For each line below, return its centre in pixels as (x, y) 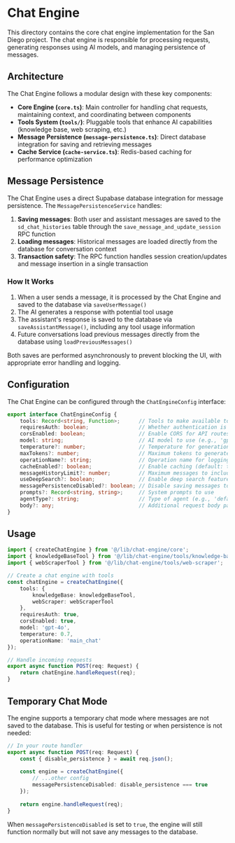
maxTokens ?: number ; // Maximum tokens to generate (125, 453)
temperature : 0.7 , (47, 634)
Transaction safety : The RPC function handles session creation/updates (122, 256)
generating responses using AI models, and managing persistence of (107, 47)
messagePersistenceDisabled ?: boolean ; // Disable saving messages (120, 486)
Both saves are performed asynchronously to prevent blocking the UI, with (114, 355)
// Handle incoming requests (50, 660)
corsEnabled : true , (48, 621)
